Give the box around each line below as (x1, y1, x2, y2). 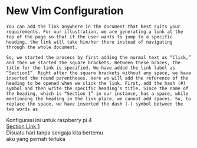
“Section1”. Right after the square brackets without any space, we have (6, 70, 192, 76)
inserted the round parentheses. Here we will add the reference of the (6, 75, 189, 81)
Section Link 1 (6, 123, 40, 130)
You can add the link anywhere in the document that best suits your (6, 24, 181, 29)
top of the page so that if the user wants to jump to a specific (6, 34, 173, 40)
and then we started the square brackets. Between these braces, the (6, 60, 181, 65)
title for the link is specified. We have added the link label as (6, 65, 176, 71)
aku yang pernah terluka (6, 135, 66, 142)
